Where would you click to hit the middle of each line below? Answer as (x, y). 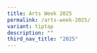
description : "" (30, 33)
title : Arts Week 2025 (40, 13)
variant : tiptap (30, 26)
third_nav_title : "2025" (43, 39)
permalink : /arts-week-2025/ (49, 20)
